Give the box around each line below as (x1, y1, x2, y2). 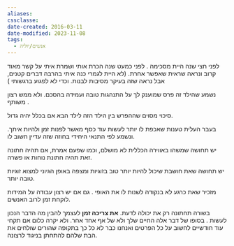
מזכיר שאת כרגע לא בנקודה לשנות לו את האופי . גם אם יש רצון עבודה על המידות (7, 188, 217, 196)
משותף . (7, 98, 29, 106)
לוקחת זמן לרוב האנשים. (7, 195, 71, 203)
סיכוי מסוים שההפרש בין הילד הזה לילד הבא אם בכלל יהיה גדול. (7, 111, 173, 120)
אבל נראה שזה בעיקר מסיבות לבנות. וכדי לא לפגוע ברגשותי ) (7, 77, 166, 85)
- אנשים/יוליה (13, 43, 46, 50)
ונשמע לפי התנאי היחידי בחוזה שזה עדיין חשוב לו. (7, 132, 135, 140)
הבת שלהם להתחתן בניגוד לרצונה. (7, 231, 98, 239)
